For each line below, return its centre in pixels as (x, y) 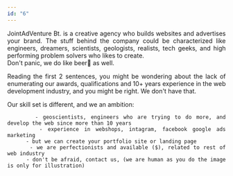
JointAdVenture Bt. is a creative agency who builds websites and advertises (116, 33)
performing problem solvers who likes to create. (76, 55)
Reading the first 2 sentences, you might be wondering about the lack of (116, 76)
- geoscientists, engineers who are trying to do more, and (130, 117)
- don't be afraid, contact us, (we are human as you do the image (126, 159)
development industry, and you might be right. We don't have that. (102, 91)
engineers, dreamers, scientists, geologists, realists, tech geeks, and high (116, 48)
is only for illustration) (46, 166)
